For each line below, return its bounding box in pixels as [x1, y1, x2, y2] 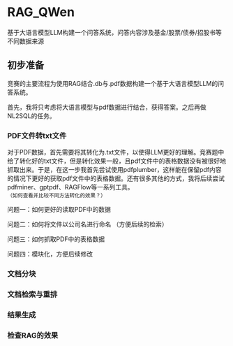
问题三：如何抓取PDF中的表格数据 [7, 235, 105, 243]
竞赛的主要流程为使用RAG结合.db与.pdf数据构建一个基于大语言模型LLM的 [7, 79, 218, 87]
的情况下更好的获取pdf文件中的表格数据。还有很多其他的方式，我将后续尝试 [7, 174, 225, 182]
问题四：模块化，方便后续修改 [7, 250, 93, 259]
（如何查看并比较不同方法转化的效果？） [7, 192, 106, 199]
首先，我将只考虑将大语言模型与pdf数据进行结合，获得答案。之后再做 [7, 103, 207, 111]
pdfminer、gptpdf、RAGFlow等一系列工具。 [7, 183, 134, 192]
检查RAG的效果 [7, 330, 59, 340]
